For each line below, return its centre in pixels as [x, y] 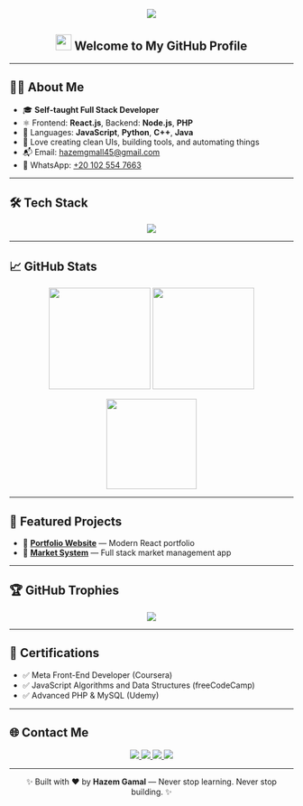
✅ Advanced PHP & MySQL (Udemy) [91, 695]
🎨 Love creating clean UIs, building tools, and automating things [141, 142]
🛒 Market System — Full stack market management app [127, 553]
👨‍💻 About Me [47, 87]
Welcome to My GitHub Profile [161, 46]
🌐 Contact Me [49, 732]
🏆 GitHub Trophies [64, 591]
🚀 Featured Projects [66, 521]
